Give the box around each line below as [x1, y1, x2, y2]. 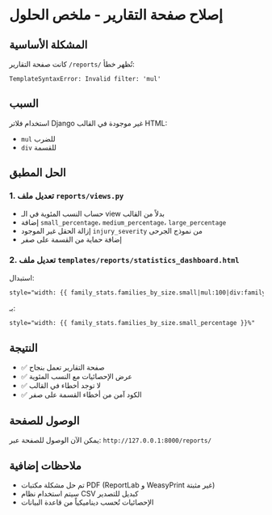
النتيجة [9, 341, 39, 355]
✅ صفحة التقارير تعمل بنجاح [20, 362, 105, 373]
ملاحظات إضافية [9, 458, 82, 472]
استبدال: [9, 272, 35, 282]
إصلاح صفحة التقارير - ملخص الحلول [9, 6, 223, 24]
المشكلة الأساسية [9, 38, 88, 52]
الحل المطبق [9, 166, 67, 179]
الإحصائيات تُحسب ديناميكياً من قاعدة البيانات [20, 497, 154, 507]
